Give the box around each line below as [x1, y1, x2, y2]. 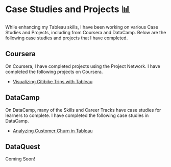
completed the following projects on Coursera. [5, 68, 103, 75]
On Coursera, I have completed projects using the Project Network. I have [5, 63, 161, 69]
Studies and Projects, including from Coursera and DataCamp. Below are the [5, 29, 166, 35]
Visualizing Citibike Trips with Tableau [12, 78, 93, 84]
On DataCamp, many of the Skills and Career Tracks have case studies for [5, 107, 161, 113]
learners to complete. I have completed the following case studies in [5, 112, 149, 118]
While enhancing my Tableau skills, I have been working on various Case [5, 23, 158, 30]
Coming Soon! [5, 156, 36, 162]
